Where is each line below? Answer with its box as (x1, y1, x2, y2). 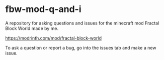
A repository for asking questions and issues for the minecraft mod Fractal (5, 20, 159, 26)
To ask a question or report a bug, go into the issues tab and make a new (5, 44, 156, 50)
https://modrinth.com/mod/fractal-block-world (5, 35, 102, 41)
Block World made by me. (5, 25, 59, 31)
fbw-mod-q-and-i (5, 3, 81, 15)
